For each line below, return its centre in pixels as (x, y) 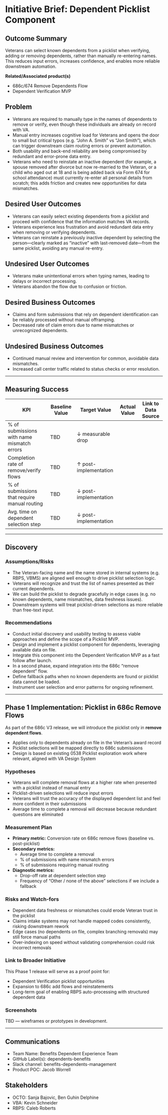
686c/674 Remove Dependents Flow (50, 86)
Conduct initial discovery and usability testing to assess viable (76, 633)
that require (21, 497)
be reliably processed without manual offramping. (63, 320)
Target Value (95, 410)
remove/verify (24, 470)
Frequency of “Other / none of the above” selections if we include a (89, 881)
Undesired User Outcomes (47, 264)
